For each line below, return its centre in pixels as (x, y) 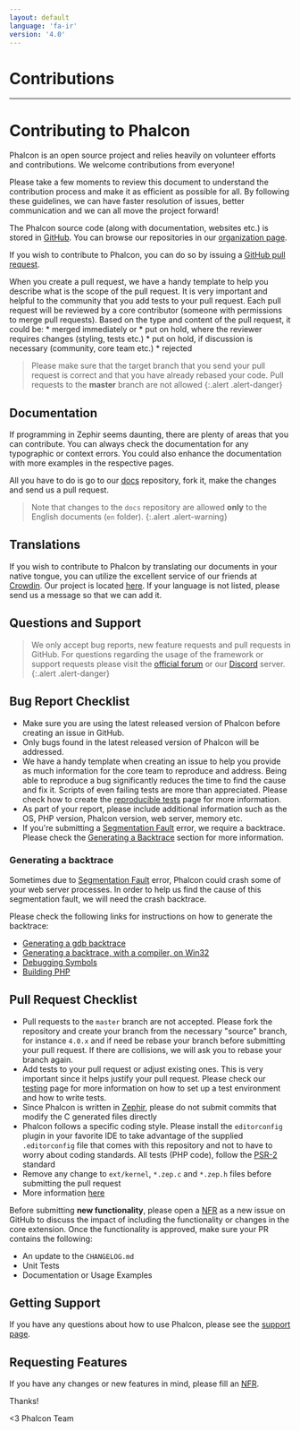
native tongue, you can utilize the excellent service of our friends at (133, 576)
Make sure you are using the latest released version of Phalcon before (151, 723)
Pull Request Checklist (73, 1000)
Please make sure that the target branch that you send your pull (148, 366)
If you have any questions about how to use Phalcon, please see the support (150, 1324)
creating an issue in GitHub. (73, 733)
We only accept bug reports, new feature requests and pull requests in (161, 645)
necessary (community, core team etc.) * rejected (101, 348)
